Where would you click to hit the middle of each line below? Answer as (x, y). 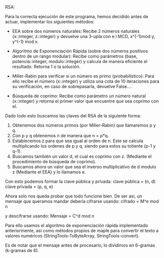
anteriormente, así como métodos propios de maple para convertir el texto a (82, 231)
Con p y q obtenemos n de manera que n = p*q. (60, 136)
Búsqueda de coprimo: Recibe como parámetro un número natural (79, 96)
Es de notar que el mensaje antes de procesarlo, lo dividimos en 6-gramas (80, 245)
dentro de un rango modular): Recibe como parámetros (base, (75, 56)
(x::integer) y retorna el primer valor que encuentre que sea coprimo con (85, 101)
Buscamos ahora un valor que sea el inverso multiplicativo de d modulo (84, 167)
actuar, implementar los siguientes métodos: (50, 22)
